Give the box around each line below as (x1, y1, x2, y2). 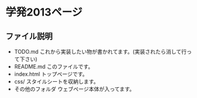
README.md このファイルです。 (14, 63, 93, 70)
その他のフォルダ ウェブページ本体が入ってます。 (14, 85, 135, 93)
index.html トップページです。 (14, 71, 88, 78)
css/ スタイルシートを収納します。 (14, 78, 99, 85)
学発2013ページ (5, 5, 83, 19)
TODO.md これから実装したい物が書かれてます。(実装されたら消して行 (14, 48, 187, 55)
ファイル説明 (5, 31, 53, 41)
